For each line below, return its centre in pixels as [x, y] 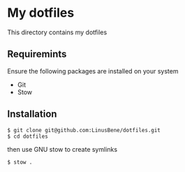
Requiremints [37, 54]
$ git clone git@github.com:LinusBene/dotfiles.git [84, 130]
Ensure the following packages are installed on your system [93, 71]
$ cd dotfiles [28, 136]
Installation [32, 114]
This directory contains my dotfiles [57, 32]
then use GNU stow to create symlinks [62, 149]
